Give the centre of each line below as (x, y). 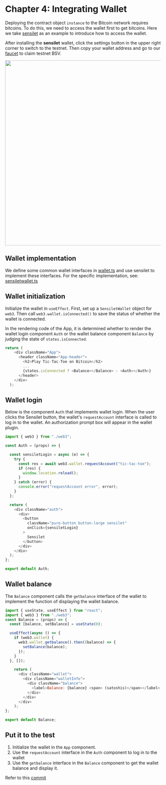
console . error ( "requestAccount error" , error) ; (68, 487)
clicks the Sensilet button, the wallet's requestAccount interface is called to (81, 417)
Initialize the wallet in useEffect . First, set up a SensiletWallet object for (79, 308)
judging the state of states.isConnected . (46, 339)
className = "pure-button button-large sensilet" (77, 523)
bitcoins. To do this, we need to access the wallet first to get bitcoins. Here (81, 28)
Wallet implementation (41, 259)
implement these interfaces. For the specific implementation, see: (72, 276)
